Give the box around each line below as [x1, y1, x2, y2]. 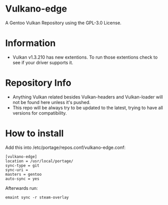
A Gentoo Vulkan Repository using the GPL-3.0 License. [5, 20, 121, 26]
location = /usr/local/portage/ [5, 159, 73, 164]
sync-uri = [5, 167, 28, 172]
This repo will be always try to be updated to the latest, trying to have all [12, 105, 163, 111]
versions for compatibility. [12, 110, 67, 116]
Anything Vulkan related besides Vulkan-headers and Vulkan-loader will [12, 94, 163, 100]
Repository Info [5, 77, 72, 89]
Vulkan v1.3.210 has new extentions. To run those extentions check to [12, 54, 158, 60]
